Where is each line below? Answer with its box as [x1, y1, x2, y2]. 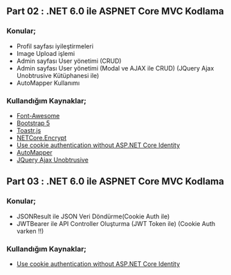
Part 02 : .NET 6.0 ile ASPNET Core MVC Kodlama [6, 6, 224, 17]
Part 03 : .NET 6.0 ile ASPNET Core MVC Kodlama [6, 176, 224, 187]
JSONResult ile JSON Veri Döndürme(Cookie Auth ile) [16, 212, 170, 220]
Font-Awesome [16, 111, 60, 120]
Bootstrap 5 [16, 119, 50, 127]
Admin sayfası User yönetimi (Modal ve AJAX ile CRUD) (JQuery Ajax [16, 64, 214, 72]
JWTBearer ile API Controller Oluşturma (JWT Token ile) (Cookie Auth [16, 219, 216, 227]
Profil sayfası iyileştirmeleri [16, 41, 94, 50]
